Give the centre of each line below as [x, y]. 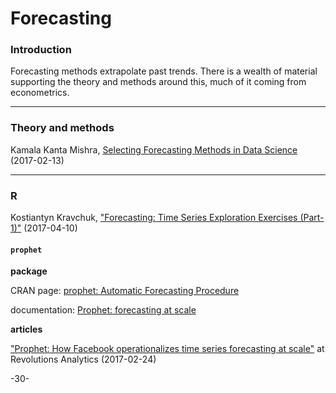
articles [26, 329]
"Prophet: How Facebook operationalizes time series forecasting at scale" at [167, 349]
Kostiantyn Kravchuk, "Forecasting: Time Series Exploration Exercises [154, 218]
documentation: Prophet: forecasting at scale [103, 310]
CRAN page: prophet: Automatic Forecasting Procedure [125, 291]
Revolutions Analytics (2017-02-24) [83, 359]
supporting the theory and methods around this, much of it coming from [158, 82]
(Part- [312, 218]
